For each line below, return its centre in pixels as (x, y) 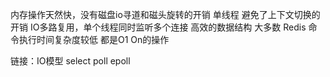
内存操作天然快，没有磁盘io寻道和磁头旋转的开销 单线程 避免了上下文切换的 (165, 14)
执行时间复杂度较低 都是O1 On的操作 (94, 39)
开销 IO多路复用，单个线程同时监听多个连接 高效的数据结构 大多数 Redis (158, 27)
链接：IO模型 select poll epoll (70, 61)
